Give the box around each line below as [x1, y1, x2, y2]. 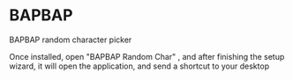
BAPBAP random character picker [9, 34, 132, 45]
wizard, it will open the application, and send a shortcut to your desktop [9, 61, 270, 71]
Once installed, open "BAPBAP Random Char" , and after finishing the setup [9, 51, 285, 62]
